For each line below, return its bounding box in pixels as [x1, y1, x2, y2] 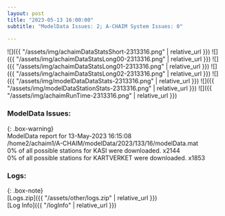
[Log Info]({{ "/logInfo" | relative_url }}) [7, 201, 117, 209]
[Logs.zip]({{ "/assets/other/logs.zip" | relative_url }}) [7, 193, 158, 202]
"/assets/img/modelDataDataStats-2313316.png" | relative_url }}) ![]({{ [16, 77, 215, 85]
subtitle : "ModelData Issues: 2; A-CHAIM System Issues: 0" [7, 23, 184, 30]
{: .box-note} [7, 186, 43, 195]
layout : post [7, 10, 45, 17]
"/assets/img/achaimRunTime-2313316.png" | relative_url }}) [7, 91, 178, 100]
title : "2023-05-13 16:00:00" [7, 17, 94, 23]
